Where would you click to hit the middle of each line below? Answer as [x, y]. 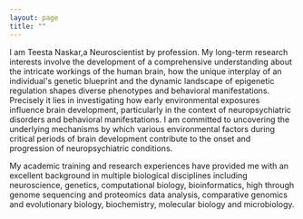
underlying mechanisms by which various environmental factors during [142, 129]
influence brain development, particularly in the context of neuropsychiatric [151, 109]
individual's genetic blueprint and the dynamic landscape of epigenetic [142, 81]
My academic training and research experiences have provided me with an [149, 166]
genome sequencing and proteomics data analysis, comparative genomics [149, 195]
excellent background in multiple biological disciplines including [128, 175]
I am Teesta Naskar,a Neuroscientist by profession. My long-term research [149, 52]
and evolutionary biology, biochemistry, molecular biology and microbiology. [152, 204]
